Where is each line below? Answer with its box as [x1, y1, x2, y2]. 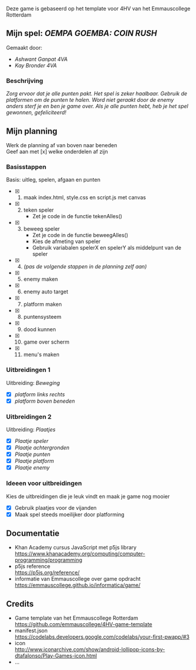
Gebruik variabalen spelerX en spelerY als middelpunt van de [32, 244, 182, 251]
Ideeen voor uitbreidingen [6, 479, 82, 487]
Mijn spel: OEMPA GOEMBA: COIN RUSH [6, 28, 158, 38]
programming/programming [14, 556, 83, 564]
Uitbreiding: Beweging [6, 379, 60, 386]
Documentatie [6, 529, 60, 539]
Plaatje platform [14, 458, 54, 465]
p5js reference [14, 563, 51, 570]
